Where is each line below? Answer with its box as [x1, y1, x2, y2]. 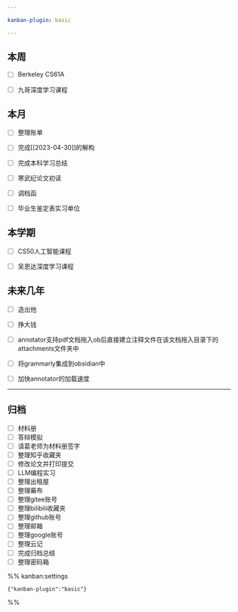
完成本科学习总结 [17, 158, 68, 167]
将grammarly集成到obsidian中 [17, 359, 106, 368]
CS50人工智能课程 [17, 246, 72, 256]
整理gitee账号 [17, 495, 58, 504]
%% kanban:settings [7, 572, 69, 580]
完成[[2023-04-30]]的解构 [17, 143, 95, 152]
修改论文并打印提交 [17, 459, 74, 468]
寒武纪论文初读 [17, 173, 62, 182]
